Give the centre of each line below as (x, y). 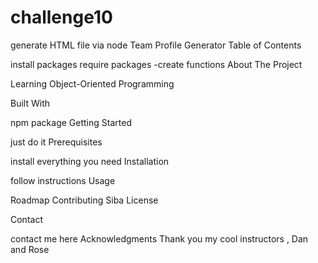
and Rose (30, 249)
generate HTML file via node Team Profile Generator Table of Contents (156, 45)
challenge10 (61, 17)
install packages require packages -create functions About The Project (156, 64)
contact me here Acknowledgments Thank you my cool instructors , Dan (159, 238)
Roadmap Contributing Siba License (84, 200)
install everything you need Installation (90, 161)
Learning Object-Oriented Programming (92, 83)
